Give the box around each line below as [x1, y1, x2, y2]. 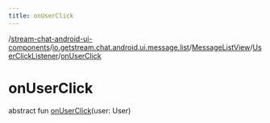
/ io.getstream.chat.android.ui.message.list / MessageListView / [49, 42, 253, 52]
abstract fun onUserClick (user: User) [8, 105, 131, 115]
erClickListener [8, 51, 59, 60]
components [8, 42, 51, 52]
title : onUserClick [8, 11, 74, 20]
